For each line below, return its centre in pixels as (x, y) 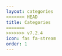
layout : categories (30, 11)
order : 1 (17, 44)
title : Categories (28, 22)
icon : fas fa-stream (31, 38)
